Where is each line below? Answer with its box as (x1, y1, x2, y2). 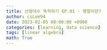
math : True (6, 35, 33, 41)
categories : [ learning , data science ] (6, 24, 101, 30)
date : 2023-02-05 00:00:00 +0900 (6, 19, 88, 25)
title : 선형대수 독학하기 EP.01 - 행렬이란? (6, 8, 102, 14)
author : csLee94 (6, 14, 46, 20)
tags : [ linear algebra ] (6, 30, 64, 36)
